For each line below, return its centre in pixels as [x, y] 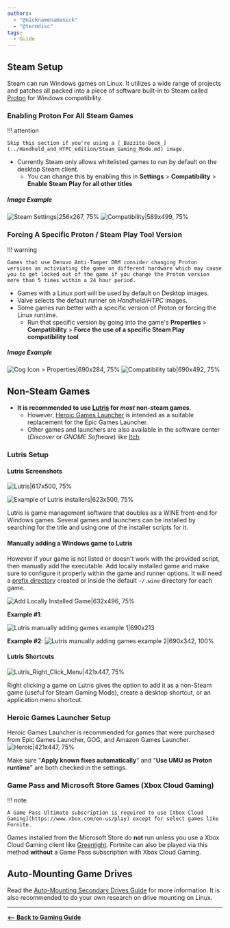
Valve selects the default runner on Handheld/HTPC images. [102, 300]
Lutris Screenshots [35, 471]
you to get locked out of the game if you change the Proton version [108, 274]
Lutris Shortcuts [31, 657]
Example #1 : [25, 614]
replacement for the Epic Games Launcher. [88, 422]
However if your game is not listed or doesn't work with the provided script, [114, 558]
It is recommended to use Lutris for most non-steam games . [104, 408]
